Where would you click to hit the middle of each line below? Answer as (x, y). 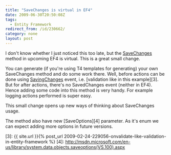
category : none (22, 34)
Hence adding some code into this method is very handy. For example (79, 90)
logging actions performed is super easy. (49, 96)
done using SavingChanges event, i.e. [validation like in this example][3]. (82, 79)
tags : (11, 19)
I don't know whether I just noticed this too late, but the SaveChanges (79, 53)
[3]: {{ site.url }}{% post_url (34, 136)
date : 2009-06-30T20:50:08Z (35, 15)
